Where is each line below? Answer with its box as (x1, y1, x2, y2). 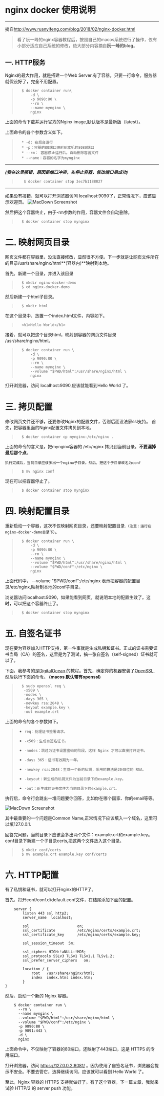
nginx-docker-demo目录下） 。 (5, 529, 60, 535)
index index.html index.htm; (31, 975, 93, 980)
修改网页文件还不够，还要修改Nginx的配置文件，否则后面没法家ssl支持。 (5, 418, 151, 424)
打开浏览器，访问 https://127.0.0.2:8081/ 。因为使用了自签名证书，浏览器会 (5, 1063, 155, 1069)
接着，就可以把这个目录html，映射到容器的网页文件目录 (5, 331, 117, 338)
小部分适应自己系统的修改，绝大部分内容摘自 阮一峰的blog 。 (17, 43, 138, 48)
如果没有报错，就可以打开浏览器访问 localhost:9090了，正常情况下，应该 (5, 193, 152, 199)
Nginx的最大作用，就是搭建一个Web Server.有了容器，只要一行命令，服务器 (5, 72, 157, 78)
